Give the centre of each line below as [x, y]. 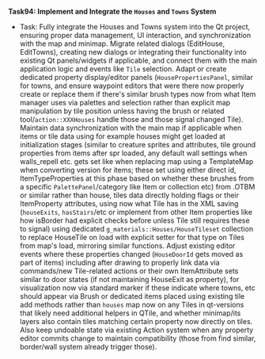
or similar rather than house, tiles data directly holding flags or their [129, 195]
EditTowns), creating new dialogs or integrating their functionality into [133, 52]
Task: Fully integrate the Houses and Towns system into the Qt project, [135, 27]
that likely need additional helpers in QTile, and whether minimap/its [130, 313]
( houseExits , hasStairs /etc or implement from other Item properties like [136, 212]
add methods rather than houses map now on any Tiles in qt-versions [132, 305]
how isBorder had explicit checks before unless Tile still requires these [135, 220]
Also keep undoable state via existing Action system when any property [136, 330]
